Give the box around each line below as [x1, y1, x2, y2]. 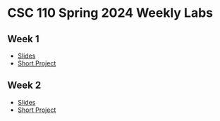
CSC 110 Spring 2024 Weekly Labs [7, 5, 214, 21]
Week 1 [7, 33, 39, 45]
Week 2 [7, 79, 42, 91]
